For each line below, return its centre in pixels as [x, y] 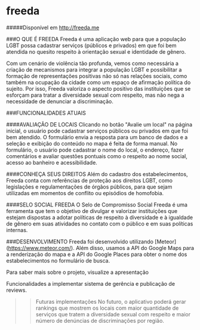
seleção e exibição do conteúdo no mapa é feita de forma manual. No [92, 143]
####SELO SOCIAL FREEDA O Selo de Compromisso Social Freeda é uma [97, 205]
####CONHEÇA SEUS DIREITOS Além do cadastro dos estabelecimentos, [97, 174]
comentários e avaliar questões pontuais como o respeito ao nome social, [97, 156]
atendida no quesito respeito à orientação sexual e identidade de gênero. [96, 51]
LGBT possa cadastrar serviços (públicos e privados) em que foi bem [91, 45]
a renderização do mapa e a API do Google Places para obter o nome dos [97, 254]
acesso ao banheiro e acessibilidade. [52, 162]
